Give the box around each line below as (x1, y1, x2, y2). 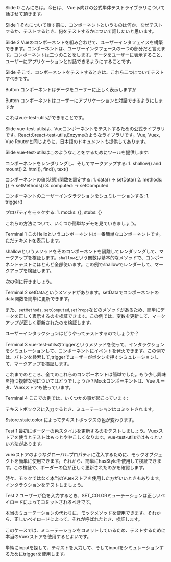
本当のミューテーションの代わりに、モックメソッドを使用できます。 (5, 510, 148, 516)
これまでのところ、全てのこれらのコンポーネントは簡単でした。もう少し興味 (5, 371, 166, 377)
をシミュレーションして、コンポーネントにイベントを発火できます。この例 (5, 348, 161, 354)
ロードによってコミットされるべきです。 (9, 499, 94, 505)
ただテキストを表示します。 (5, 237, 63, 244)
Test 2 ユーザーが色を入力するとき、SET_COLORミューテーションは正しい (5, 493, 161, 498)
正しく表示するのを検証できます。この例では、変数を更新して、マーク (18, 313, 166, 319)
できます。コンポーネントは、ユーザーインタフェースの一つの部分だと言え (5, 46, 161, 51)
